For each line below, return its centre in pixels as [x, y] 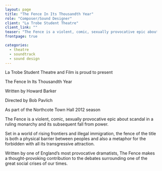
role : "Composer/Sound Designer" [39, 18]
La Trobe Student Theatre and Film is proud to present [59, 72]
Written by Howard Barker [31, 91]
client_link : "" [21, 28]
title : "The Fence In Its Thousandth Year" [49, 14]
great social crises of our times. [36, 164]
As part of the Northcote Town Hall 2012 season [53, 110]
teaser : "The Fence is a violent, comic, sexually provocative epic [75, 32]
